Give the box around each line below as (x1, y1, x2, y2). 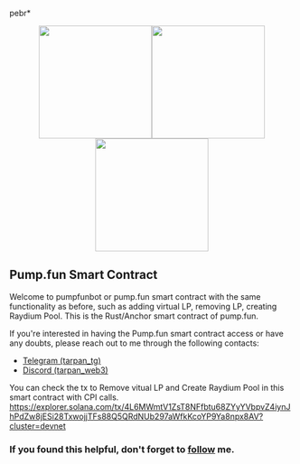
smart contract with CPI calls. (9, 392, 119, 403)
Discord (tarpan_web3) (22, 365, 108, 376)
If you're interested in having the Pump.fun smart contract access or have (9, 328, 285, 339)
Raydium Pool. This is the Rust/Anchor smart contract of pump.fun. (9, 311, 259, 321)
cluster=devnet (9, 420, 66, 432)
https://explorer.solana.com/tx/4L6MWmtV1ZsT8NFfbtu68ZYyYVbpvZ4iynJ (9, 401, 291, 412)
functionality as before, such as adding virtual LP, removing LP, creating (9, 301, 277, 311)
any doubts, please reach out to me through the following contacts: (9, 338, 259, 348)
